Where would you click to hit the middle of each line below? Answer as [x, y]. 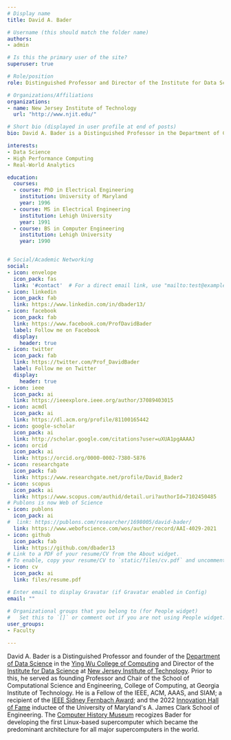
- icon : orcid [27, 445]
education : [23, 177]
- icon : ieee [26, 388]
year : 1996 [35, 203]
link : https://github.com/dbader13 [64, 548]
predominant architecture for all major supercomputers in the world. [103, 729]
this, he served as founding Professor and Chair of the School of [98, 678]
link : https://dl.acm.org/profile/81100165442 [81, 420]
